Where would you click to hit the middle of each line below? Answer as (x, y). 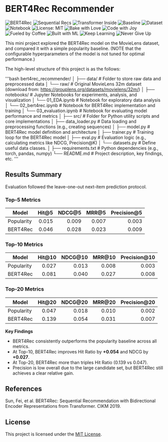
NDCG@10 (74, 257)
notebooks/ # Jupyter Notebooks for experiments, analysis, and (71, 95)
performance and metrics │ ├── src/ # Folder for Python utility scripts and (82, 116)
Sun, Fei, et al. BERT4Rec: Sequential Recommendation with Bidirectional (80, 401)
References (24, 389)
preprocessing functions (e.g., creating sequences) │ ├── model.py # (78, 127)
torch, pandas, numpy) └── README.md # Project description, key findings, (84, 153)
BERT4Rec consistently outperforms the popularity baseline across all (85, 341)
